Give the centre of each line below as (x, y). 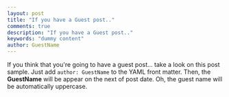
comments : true (29, 26)
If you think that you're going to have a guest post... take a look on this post (114, 65)
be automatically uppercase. (47, 86)
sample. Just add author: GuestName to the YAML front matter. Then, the (109, 72)
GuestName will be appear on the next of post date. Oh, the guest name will (115, 79)
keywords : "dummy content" (46, 39)
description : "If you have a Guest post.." (70, 32)
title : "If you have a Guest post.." (61, 20)
